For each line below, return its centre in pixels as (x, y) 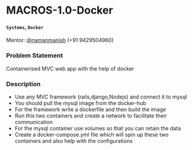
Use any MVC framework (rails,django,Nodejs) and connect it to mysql (101, 97)
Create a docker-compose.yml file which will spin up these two (92, 135)
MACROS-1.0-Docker (60, 10)
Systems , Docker (25, 27)
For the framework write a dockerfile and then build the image (90, 109)
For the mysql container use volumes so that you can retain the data (98, 128)
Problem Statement (35, 56)
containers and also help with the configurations (74, 141)
